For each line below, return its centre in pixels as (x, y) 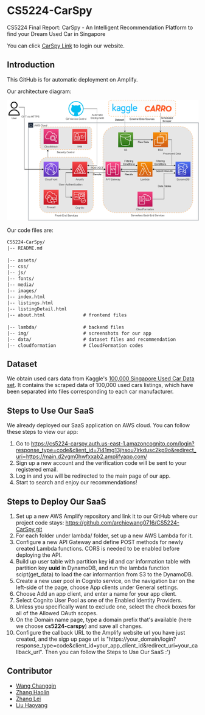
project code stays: (40, 522)
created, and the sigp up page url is (60, 639)
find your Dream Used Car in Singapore (56, 33)
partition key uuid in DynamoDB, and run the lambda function (92, 568)
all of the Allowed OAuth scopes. (57, 613)
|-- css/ (18, 266)
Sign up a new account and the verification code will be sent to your (101, 463)
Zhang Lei (28, 699)
